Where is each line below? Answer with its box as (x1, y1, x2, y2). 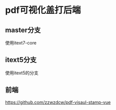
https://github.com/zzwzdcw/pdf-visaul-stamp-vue (5, 99, 111, 105)
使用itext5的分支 (5, 70, 39, 76)
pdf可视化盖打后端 (5, 4, 81, 16)
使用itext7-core (5, 40, 37, 46)
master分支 (5, 26, 41, 34)
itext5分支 (5, 55, 37, 64)
